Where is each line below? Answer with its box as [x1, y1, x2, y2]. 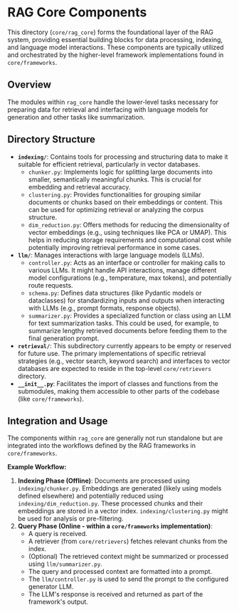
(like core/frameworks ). [17, 394, 84, 403]
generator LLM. [28, 582, 74, 591]
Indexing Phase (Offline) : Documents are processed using [17, 476, 190, 485]
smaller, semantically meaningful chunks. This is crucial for [28, 175, 201, 184]
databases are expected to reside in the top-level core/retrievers [17, 364, 212, 372]
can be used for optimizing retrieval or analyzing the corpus [28, 205, 204, 214]
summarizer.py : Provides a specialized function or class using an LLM [28, 311, 231, 320]
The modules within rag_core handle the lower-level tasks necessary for [7, 98, 219, 106]
